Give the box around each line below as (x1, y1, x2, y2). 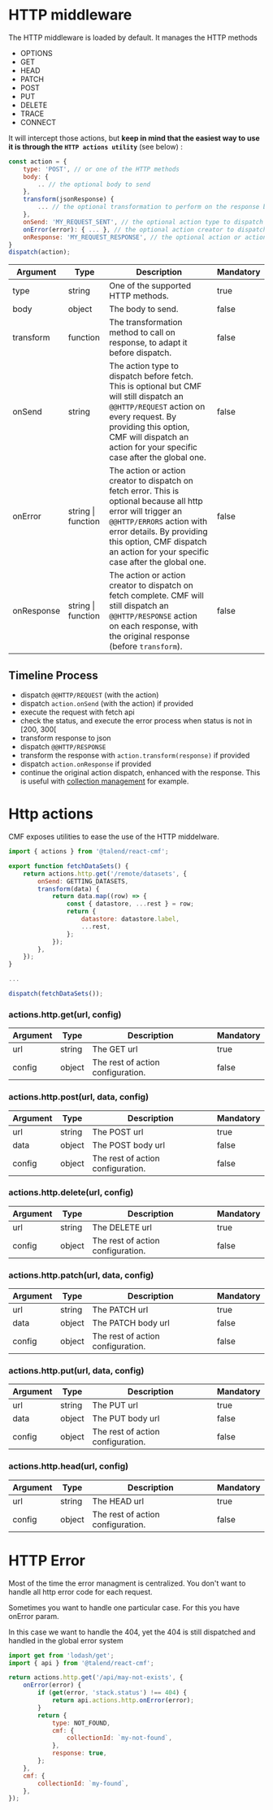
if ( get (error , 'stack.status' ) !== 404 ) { (37, 1689, 187, 1697)
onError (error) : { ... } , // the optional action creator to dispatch (23, 225, 267, 233)
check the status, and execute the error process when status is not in (19, 716, 253, 726)
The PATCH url (92, 1304, 149, 1316)
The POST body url (92, 1139, 165, 1151)
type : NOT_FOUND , (51, 1719, 111, 1727)
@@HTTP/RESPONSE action (109, 610, 197, 622)
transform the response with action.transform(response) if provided (19, 750, 250, 761)
